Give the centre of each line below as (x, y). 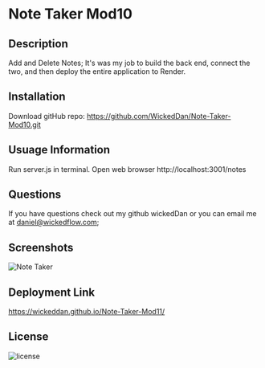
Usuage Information (59, 150)
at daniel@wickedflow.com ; (54, 223)
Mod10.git (25, 125)
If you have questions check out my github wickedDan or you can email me (132, 214)
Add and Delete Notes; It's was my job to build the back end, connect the (129, 63)
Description (38, 44)
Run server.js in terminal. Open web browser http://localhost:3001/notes (127, 169)
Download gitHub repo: (47, 116)
